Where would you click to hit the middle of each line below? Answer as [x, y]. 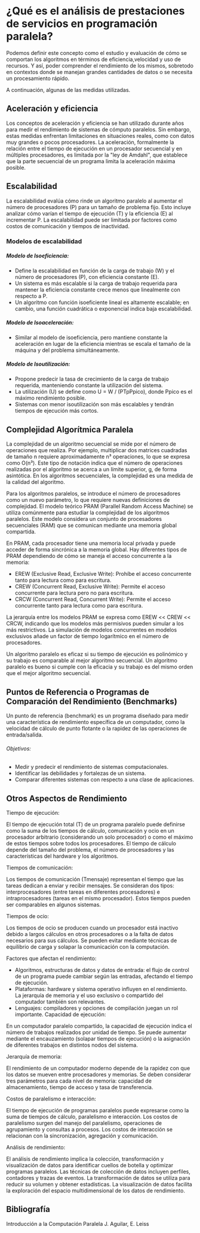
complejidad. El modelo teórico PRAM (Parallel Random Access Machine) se [100, 507]
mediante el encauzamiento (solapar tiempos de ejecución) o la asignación [99, 1039]
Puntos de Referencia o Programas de [78, 692]
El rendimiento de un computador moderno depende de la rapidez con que [98, 1068]
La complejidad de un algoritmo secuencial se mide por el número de [91, 444]
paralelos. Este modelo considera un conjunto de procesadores [84, 519]
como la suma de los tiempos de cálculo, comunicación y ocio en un [90, 831]
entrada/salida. [25, 735]
